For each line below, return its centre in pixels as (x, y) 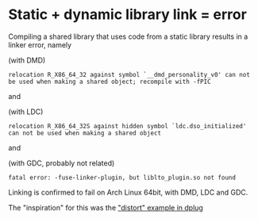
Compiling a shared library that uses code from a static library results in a (128, 36)
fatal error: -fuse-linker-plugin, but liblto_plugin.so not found (122, 177)
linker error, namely (40, 44)
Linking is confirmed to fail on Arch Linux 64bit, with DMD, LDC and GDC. (128, 192)
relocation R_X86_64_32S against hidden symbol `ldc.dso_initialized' (127, 126)
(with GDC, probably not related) (62, 163)
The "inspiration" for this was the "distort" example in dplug (106, 207)
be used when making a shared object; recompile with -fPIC (110, 82)
